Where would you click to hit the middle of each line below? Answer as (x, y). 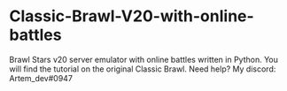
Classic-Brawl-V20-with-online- (132, 16)
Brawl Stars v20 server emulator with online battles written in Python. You (144, 59)
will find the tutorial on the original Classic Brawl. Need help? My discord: (143, 69)
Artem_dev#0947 (41, 78)
